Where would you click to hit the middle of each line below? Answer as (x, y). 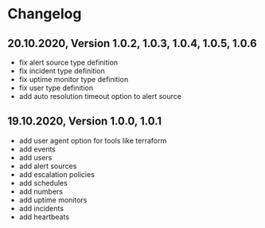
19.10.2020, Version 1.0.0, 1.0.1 (85, 122)
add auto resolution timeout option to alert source (100, 96)
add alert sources (48, 166)
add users (35, 157)
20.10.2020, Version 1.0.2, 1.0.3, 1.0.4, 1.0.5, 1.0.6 (132, 43)
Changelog (45, 14)
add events (37, 149)
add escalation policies (57, 174)
